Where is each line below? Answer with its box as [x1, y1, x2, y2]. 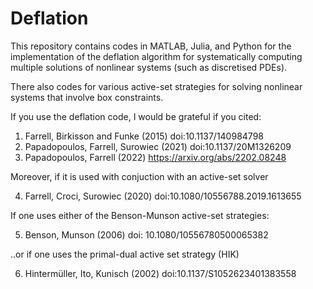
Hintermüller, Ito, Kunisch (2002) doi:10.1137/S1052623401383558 [24, 267, 297, 279]
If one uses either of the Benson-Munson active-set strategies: [10, 209, 270, 221]
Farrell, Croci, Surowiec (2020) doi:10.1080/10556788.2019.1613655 [24, 190, 302, 202]
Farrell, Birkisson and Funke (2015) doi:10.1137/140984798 [24, 130, 264, 142]
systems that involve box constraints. [10, 91, 164, 103]
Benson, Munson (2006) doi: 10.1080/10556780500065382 [24, 228, 269, 241]
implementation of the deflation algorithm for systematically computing [10, 50, 303, 62]
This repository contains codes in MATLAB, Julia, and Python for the [10, 40, 292, 52]
